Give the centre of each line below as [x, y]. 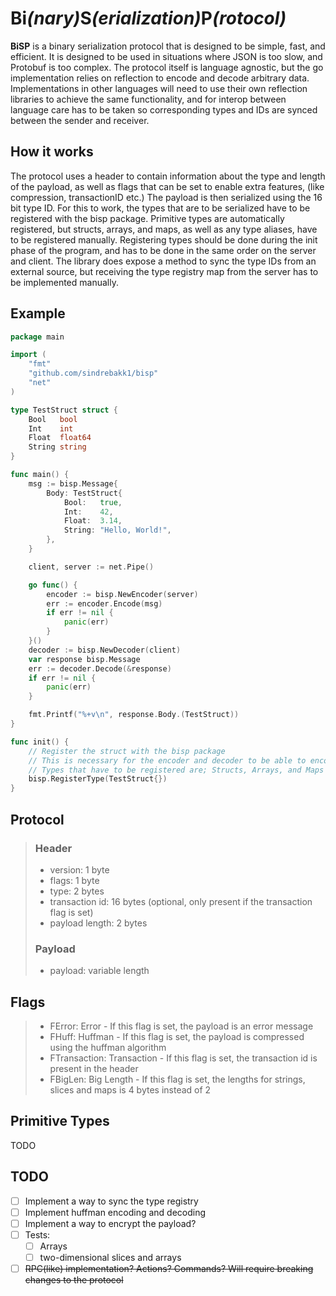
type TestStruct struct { [64, 410]
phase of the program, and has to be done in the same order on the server [163, 250]
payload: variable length [99, 971]
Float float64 [60, 438]
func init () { [40, 742]
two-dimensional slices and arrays [110, 1257]
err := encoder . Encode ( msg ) [104, 603]
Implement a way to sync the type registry [111, 1201]
